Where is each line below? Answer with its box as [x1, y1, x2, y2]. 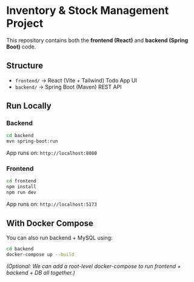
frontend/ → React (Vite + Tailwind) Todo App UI [15, 76, 138, 84]
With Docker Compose [6, 218, 94, 228]
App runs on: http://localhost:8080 [6, 149, 97, 156]
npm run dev [6, 189, 36, 196]
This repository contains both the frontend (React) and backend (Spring [6, 36, 189, 44]
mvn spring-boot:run [6, 138, 59, 144]
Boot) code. [6, 43, 36, 50]
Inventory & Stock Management [6, 4, 169, 18]
